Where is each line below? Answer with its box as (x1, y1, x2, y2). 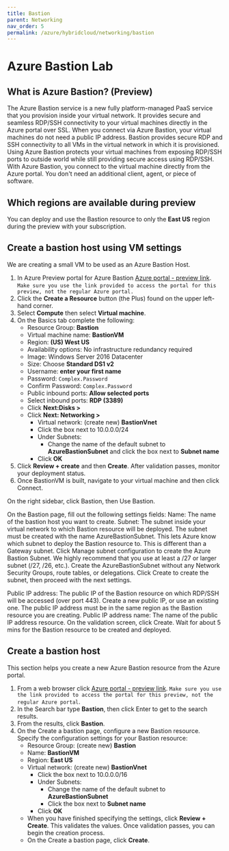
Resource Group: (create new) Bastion (27, 741, 137, 750)
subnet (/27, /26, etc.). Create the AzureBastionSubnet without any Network (7, 561, 221, 569)
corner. (33, 301, 53, 309)
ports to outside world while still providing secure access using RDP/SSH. (7, 155, 215, 163)
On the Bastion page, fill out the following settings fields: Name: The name (7, 510, 217, 518)
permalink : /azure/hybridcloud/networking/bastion (7, 29, 154, 36)
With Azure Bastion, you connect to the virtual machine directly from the (7, 163, 211, 171)
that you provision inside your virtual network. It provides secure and (7, 111, 201, 120)
